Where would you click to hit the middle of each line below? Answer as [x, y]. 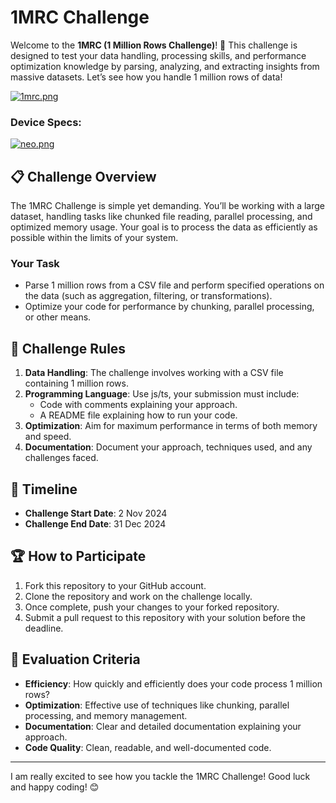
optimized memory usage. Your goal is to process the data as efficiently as [164, 227]
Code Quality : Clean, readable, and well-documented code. [148, 747]
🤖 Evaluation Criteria [75, 659]
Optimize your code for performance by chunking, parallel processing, [169, 307]
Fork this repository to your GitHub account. [115, 585]
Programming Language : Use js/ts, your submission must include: [162, 394]
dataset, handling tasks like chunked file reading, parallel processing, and [161, 217]
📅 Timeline [44, 489]
